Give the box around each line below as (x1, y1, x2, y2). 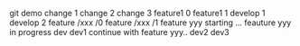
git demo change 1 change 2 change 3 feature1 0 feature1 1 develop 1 (9, 8, 266, 18)
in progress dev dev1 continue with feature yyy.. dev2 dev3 (9, 27, 230, 37)
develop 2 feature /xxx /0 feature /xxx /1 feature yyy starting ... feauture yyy (9, 17, 292, 28)
